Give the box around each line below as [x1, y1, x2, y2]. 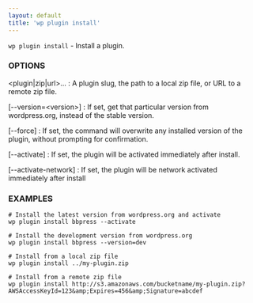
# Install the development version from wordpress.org [8, 232, 193, 240]
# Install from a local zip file [8, 252, 119, 261]
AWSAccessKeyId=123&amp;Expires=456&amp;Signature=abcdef [8, 287, 203, 295]
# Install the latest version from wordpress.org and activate [8, 211, 221, 219]
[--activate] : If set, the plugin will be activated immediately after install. [8, 150, 240, 159]
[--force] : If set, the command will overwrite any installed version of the [8, 126, 244, 135]
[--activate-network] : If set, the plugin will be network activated [8, 165, 217, 174]
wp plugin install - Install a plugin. [8, 40, 125, 50]
